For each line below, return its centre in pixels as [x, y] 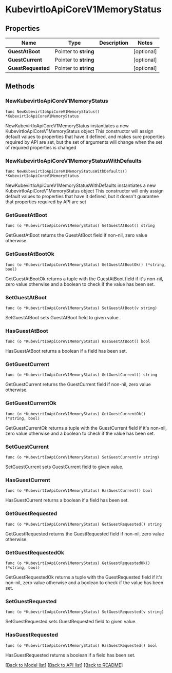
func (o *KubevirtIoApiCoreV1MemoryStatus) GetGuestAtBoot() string [80, 226]
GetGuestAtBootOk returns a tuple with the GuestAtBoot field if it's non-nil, [84, 279]
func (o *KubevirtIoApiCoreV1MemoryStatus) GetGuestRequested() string [83, 524]
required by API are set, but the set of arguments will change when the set [84, 142]
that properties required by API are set [46, 202]
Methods [20, 86]
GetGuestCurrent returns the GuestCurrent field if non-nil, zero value [78, 384]
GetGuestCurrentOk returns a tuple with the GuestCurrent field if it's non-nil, [86, 428]
